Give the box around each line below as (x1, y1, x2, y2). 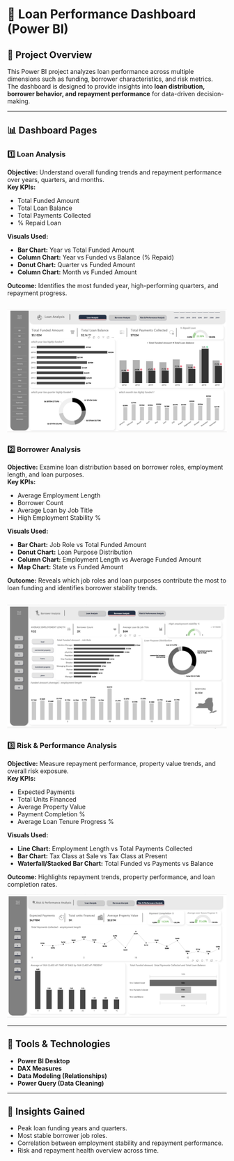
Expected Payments (17, 788, 75, 796)
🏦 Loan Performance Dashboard (7, 6, 196, 22)
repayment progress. (7, 289, 68, 297)
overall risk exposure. (7, 767, 69, 775)
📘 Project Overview (7, 49, 93, 61)
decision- (196, 90, 224, 98)
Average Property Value (17, 802, 86, 811)
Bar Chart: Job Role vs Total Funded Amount (17, 541, 147, 549)
